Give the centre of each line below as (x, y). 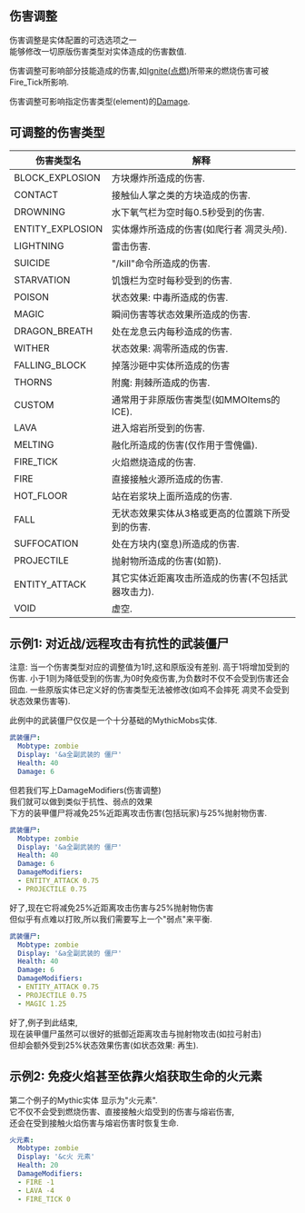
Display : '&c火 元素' (56, 1157)
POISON (32, 296)
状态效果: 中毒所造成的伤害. (170, 297)
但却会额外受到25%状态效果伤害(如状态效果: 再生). (104, 1045)
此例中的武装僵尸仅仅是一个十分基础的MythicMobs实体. (113, 721)
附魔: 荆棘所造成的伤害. (161, 383)
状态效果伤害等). (40, 701)
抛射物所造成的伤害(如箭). (167, 561)
